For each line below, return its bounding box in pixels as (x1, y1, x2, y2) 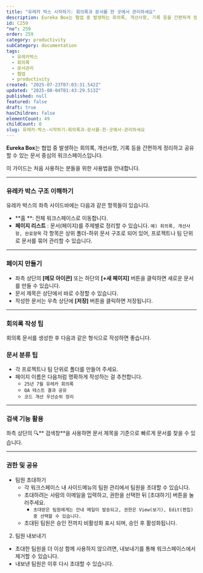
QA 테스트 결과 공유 (24, 387, 67, 393)
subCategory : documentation (6, 43, 77, 49)
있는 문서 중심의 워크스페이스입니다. (19, 152, 103, 159)
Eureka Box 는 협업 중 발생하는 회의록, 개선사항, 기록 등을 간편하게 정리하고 (6, 144, 183, 151)
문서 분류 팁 (6, 351, 38, 359)
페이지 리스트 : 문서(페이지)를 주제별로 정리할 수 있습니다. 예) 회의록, (14, 222, 176, 230)
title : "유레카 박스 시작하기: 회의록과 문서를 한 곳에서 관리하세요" (6, 8, 156, 15)
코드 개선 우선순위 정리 (24, 394, 74, 400)
